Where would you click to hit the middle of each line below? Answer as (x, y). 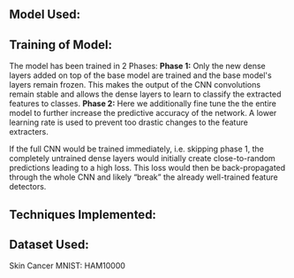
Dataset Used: (49, 244)
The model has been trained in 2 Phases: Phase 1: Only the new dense (138, 66)
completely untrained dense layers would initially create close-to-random (142, 158)
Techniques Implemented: (83, 215)
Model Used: (45, 15)
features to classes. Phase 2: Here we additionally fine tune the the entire (143, 104)
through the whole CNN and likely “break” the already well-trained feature (143, 177)
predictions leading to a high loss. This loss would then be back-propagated (147, 168)
